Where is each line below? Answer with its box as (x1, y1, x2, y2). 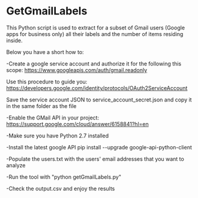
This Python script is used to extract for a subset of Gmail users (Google (6, 24, 185, 31)
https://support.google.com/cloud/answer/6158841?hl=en (6, 120, 149, 127)
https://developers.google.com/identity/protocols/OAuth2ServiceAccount (6, 84, 188, 91)
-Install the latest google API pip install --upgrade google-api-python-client (6, 143, 192, 151)
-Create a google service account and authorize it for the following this (6, 60, 182, 67)
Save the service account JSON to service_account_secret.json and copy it (6, 96, 192, 103)
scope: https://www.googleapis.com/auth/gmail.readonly (6, 66, 148, 73)
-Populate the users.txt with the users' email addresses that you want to (6, 155, 184, 163)
